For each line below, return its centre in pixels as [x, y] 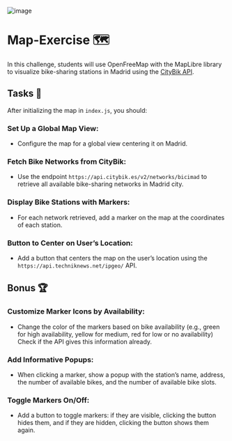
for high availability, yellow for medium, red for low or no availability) [115, 334]
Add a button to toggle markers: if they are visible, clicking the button [117, 415]
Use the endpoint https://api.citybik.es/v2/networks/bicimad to [112, 177]
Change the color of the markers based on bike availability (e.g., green [118, 327]
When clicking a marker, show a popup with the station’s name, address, [121, 374]
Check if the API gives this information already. [84, 341]
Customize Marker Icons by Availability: [76, 311]
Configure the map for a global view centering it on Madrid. [102, 144]
